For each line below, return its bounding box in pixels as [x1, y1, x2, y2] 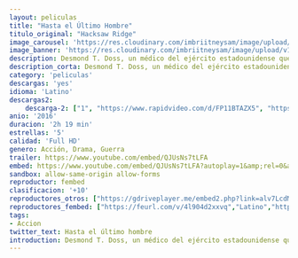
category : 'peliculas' [9, 71, 93, 80]
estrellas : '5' [9, 129, 66, 137]
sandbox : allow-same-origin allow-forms [9, 169, 161, 178]
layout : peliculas [9, 12, 77, 22]
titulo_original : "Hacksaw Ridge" [9, 29, 137, 38]
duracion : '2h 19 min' [9, 121, 93, 129]
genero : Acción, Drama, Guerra [9, 145, 125, 153]
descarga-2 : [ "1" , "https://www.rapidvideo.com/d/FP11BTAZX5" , [25, 104, 264, 113]
